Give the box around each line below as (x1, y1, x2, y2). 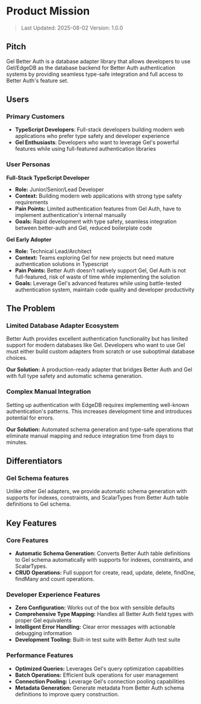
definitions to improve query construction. (14, 690, 119, 697)
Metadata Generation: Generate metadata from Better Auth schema (14, 684, 185, 691)
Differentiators (6, 456, 63, 467)
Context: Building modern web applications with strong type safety (14, 192, 182, 200)
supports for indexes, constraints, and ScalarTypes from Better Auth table (6, 494, 189, 501)
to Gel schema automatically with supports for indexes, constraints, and (14, 556, 193, 564)
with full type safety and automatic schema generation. (6, 372, 143, 380)
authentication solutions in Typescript (14, 260, 108, 268)
